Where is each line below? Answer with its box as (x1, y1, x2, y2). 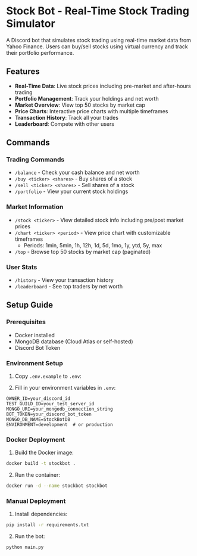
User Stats (6, 263, 37, 271)
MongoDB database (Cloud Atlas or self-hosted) (14, 338, 133, 345)
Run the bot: (14, 533, 45, 540)
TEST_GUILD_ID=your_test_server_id (6, 401, 95, 407)
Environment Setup (6, 359, 64, 367)
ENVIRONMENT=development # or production (6, 422, 113, 428)
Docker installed (14, 331, 55, 338)
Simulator (6, 17, 55, 30)
